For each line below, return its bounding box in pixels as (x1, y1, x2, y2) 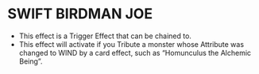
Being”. (18, 56, 43, 66)
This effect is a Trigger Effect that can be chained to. (18, 31, 192, 41)
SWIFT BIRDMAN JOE (7, 5, 153, 23)
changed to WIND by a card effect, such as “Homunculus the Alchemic (18, 48, 252, 57)
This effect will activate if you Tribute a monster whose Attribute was (18, 39, 244, 49)
